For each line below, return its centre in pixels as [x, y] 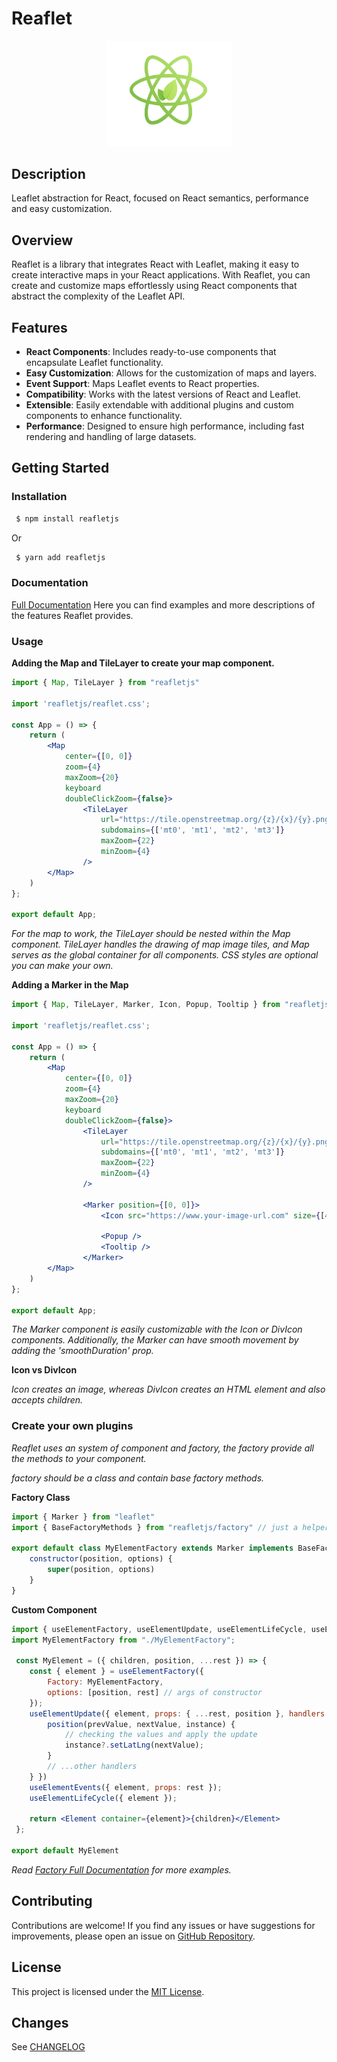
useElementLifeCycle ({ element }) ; [103, 1798]
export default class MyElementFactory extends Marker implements [152, 1548]
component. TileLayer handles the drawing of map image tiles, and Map [160, 944]
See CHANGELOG [48, 2047]
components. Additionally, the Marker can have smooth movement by [155, 1340]
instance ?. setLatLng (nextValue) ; [134, 1745]
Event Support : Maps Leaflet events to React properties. [142, 384]
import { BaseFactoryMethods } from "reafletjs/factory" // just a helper [170, 1527]
